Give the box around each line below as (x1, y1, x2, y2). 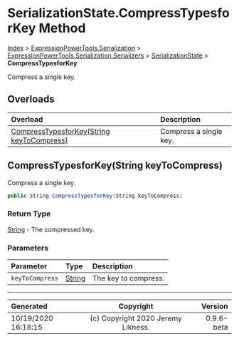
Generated (11, 301, 48, 311)
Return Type (7, 209, 51, 219)
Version (201, 301, 228, 311)
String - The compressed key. (7, 225, 95, 234)
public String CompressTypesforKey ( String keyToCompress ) (7, 192, 183, 199)
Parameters (7, 243, 48, 253)
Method (38, 20, 86, 36)
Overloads (7, 93, 55, 105)
